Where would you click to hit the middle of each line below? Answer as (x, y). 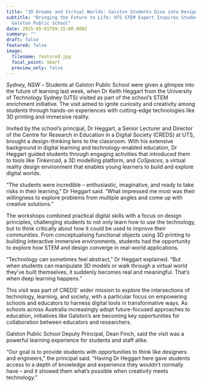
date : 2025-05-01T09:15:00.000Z (47, 29)
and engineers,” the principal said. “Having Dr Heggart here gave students (98, 358)
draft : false (23, 40)
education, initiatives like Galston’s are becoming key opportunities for (93, 316)
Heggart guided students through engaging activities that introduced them (98, 154)
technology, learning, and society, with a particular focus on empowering (97, 297)
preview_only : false (37, 68)
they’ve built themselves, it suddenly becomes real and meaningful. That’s (98, 272)
